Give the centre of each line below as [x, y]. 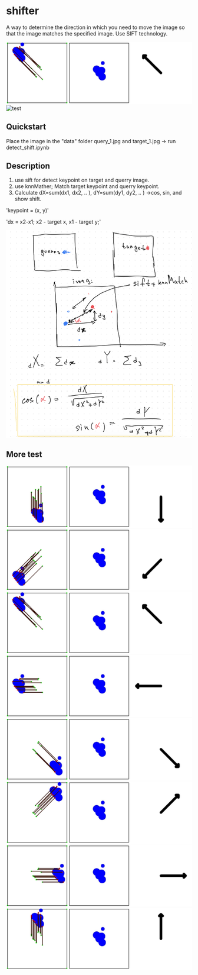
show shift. [28, 199]
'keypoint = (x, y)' [27, 211]
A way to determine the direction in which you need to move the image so [95, 27]
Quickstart [26, 127]
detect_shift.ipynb [28, 147]
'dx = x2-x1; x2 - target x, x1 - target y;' [54, 222]
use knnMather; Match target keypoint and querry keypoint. [87, 186]
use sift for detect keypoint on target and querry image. [82, 180]
